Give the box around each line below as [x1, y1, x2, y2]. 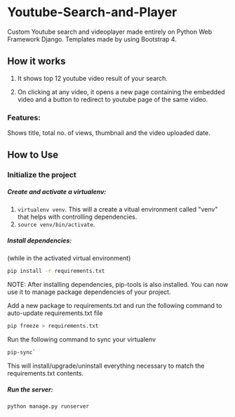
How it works [7, 56, 66, 68]
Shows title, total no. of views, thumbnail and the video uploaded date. [7, 129, 210, 137]
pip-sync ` [7, 349, 36, 356]
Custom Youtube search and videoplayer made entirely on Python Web [7, 27, 213, 36]
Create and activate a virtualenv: [7, 187, 107, 195]
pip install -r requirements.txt [7, 268, 105, 275]
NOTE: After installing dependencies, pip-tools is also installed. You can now [7, 281, 229, 289]
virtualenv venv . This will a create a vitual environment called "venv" [17, 205, 218, 214]
